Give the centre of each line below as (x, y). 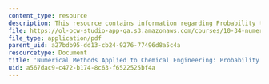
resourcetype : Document (48, 53)
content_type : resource (48, 16)
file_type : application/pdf (55, 38)
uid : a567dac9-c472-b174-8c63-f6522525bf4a (82, 68)
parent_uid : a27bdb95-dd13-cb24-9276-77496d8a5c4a (94, 46)
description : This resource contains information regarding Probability (132, 23)
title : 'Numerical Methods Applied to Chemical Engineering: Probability (134, 61)
